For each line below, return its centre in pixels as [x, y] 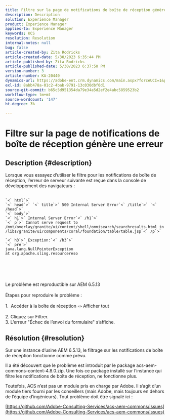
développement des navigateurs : [40, 186]
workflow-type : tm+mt [28, 95]
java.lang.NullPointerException [39, 249]
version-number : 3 [25, 71]
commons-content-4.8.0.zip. [35, 370]
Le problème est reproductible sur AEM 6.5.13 [53, 284]
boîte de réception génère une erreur [84, 144]
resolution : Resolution [30, 38]
